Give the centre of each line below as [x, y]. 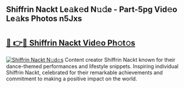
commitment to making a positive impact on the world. [72, 79]
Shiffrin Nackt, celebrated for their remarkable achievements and [84, 73]
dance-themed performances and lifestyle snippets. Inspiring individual [92, 66]
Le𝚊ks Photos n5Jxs [44, 19]
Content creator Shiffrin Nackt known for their [120, 60]
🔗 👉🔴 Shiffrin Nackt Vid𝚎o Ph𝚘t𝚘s [71, 43]
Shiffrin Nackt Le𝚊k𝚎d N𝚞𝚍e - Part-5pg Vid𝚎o [92, 10]
